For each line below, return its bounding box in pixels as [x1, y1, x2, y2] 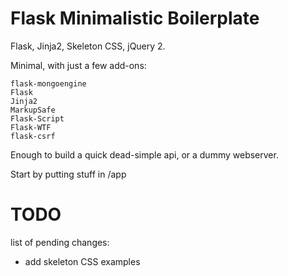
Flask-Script [10, 113, 65, 124]
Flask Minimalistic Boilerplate [10, 7, 260, 30]
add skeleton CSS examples [24, 255, 141, 267]
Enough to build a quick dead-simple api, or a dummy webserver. [10, 148, 279, 161]
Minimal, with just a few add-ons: [10, 59, 147, 71]
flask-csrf [10, 131, 56, 141]
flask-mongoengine [10, 78, 87, 89]
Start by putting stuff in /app [10, 168, 127, 180]
